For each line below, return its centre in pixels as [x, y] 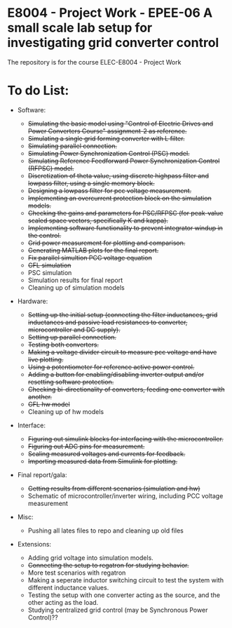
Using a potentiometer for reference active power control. [111, 367]
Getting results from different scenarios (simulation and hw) [114, 488]
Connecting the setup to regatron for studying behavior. [108, 565]
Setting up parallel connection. [72, 337]
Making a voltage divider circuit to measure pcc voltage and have [122, 352]
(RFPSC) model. [51, 168]
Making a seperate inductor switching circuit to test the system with [126, 580]
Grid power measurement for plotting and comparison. [107, 243]
